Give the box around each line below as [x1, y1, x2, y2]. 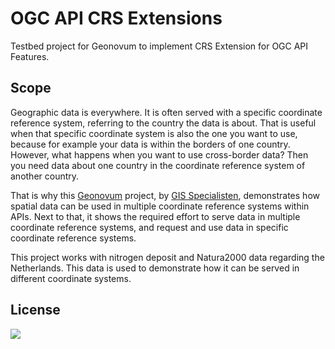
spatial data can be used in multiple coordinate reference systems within [10, 200, 310, 212]
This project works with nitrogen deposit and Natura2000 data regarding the [10, 251, 325, 263]
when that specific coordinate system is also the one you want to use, [10, 127, 298, 139]
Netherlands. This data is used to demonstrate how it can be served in [10, 262, 300, 274]
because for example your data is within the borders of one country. [10, 138, 291, 150]
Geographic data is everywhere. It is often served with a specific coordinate [10, 106, 323, 118]
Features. [10, 50, 50, 62]
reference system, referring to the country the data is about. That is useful [10, 117, 317, 129]
